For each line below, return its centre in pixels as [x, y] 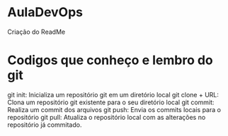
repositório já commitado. [45, 125]
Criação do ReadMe [36, 32]
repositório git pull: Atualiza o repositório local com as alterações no [107, 117]
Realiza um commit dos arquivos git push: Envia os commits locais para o [114, 109]
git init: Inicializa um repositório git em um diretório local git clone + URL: [113, 94]
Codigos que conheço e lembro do [110, 60]
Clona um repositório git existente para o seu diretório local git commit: [111, 102]
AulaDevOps [45, 12]
